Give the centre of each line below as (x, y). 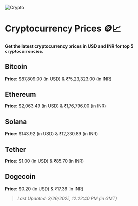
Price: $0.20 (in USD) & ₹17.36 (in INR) (44, 189)
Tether (16, 149)
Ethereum (21, 94)
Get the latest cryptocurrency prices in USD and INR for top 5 (69, 46)
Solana (16, 122)
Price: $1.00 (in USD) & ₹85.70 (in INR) (45, 161)
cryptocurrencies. (24, 51)
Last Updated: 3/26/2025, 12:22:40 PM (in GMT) (67, 198)
